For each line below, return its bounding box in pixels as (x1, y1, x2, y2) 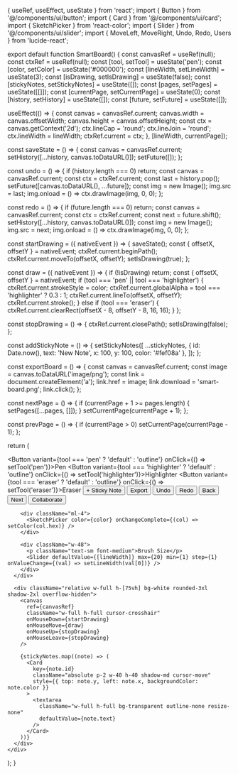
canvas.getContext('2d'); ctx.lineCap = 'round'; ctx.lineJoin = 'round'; (7, 124, 212, 132)
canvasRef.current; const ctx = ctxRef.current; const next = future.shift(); (7, 211, 222, 219)
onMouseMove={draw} (26, 622, 84, 629)
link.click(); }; (43, 385, 82, 393)
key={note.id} (33, 665, 75, 672)
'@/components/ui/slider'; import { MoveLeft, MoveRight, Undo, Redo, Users (7, 28, 232, 37)
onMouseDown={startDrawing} (26, 616, 110, 623)
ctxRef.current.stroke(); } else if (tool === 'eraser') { (7, 298, 159, 307)
